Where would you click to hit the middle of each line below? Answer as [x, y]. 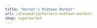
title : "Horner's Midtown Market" [40, 9]
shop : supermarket [24, 18]
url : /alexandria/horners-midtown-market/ [48, 14]
